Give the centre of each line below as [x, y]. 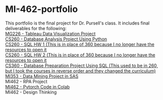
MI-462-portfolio [42, 9]
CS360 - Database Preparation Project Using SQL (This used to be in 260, [81, 65]
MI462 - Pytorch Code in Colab [38, 86]
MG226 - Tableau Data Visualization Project [50, 33]
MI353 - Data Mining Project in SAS [42, 76]
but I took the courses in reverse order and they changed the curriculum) [80, 70]
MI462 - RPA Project [26, 81]
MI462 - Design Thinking [31, 92]
